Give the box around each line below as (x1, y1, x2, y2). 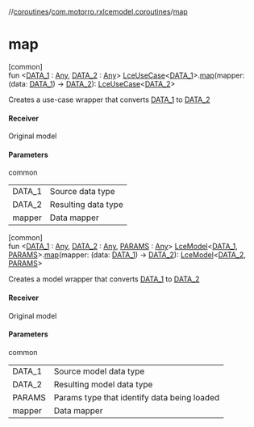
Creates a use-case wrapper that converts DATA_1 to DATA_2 (8, 95, 211, 104)
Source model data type (53, 366, 145, 377)
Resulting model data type (53, 378, 153, 390)
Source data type (49, 186, 115, 197)
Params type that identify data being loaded (53, 391, 220, 403)
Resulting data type (49, 199, 123, 210)
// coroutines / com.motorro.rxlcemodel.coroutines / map (8, 7, 188, 16)
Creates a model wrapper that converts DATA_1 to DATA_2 (8, 274, 200, 284)
